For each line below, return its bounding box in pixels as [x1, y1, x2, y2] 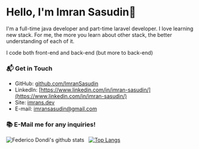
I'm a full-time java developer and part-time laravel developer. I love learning [6, 25, 194, 32]
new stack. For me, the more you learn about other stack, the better [6, 31, 172, 38]
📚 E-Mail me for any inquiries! [6, 121, 96, 129]
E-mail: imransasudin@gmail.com [14, 105, 97, 112]
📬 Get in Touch [6, 64, 52, 72]
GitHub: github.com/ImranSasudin [14, 80, 99, 87]
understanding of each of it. [6, 37, 74, 45]
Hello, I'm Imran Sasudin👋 [6, 5, 136, 19]
